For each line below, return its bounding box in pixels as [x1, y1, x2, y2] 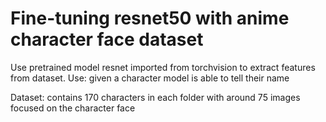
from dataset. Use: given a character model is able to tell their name [10, 72, 290, 84]
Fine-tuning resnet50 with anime [10, 7, 290, 30]
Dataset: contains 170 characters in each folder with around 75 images [10, 91, 301, 103]
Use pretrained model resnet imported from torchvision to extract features [10, 61, 316, 73]
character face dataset [10, 28, 204, 51]
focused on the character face [10, 102, 136, 114]
